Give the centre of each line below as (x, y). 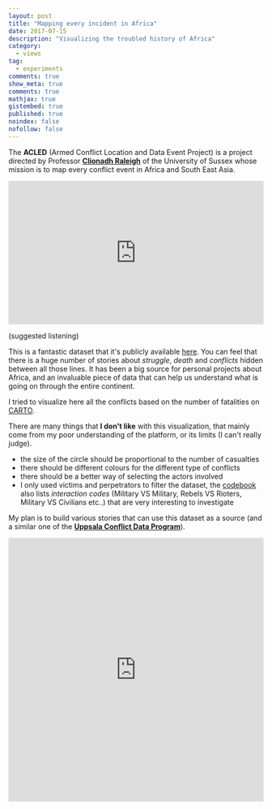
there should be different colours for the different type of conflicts (130, 468)
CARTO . (21, 411)
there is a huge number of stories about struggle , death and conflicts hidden (136, 360)
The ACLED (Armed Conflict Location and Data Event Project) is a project (130, 152)
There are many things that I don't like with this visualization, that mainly (129, 426)
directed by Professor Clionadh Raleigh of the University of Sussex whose (133, 161)
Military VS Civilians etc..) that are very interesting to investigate (127, 502)
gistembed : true (36, 106)
